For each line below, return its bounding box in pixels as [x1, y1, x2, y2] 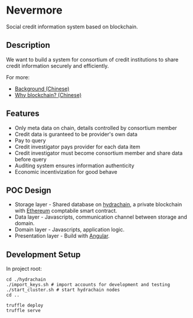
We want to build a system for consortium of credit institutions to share [6, 56, 179, 63]
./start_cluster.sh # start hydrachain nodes [6, 287, 120, 293]
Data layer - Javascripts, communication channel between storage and [14, 213, 188, 220]
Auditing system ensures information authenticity [14, 162, 135, 169]
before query [14, 155, 47, 163]
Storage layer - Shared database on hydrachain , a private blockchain [14, 201, 182, 208]
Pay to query [14, 137, 46, 144]
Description [6, 40, 50, 50]
